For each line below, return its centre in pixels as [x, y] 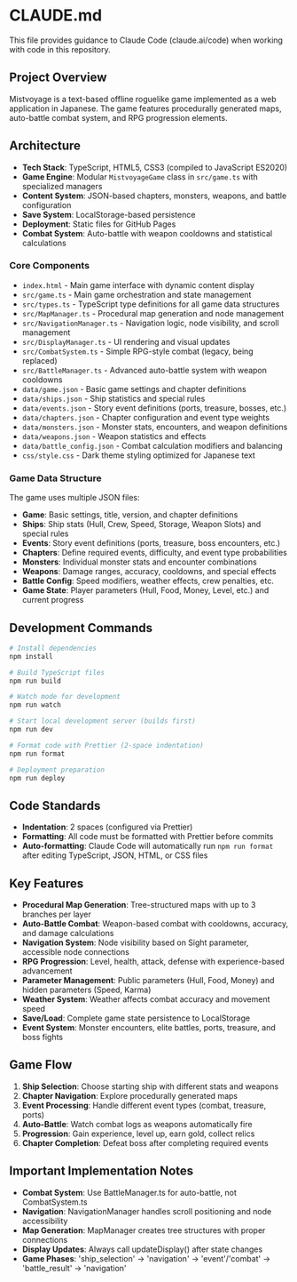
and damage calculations [68, 933]
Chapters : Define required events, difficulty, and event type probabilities [155, 553]
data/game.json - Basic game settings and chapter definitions [134, 389]
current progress [53, 600]
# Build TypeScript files [57, 672]
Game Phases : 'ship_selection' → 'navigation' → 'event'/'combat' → [146, 1258]
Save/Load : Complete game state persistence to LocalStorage [136, 1018]
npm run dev [31, 730]
